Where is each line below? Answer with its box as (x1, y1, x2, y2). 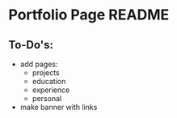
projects (32, 68, 60, 78)
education (32, 77, 66, 86)
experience (32, 85, 70, 95)
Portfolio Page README (8, 6, 170, 24)
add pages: (19, 59, 58, 69)
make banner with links (19, 103, 98, 112)
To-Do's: (8, 38, 54, 52)
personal (32, 94, 62, 103)
